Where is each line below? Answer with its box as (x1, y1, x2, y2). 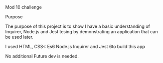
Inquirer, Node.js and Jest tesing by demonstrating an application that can (5, 29, 158, 34)
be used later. (5, 34, 34, 40)
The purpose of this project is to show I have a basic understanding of (5, 23, 150, 29)
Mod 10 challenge (5, 4, 42, 10)
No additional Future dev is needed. (5, 53, 79, 59)
